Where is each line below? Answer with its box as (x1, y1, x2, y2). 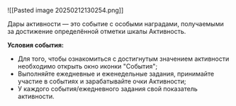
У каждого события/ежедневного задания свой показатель (17, 85, 198, 93)
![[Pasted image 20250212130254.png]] (7, 6, 124, 14)
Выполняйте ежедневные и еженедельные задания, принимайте (17, 70, 215, 78)
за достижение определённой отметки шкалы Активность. (7, 28, 186, 35)
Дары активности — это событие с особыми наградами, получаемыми (7, 20, 225, 28)
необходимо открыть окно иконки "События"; (17, 62, 158, 70)
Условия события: (7, 41, 64, 49)
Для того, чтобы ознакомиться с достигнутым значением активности (17, 54, 230, 63)
